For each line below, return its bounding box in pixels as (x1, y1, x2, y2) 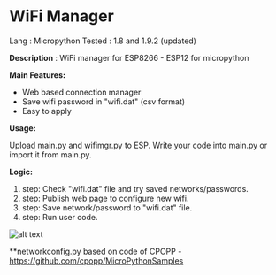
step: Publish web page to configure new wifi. (21, 193, 189, 203)
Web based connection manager (21, 87, 142, 97)
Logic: (9, 166, 34, 177)
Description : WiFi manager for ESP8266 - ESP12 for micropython (9, 52, 249, 63)
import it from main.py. (9, 149, 92, 160)
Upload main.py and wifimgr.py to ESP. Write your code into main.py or (9, 140, 268, 150)
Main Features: (9, 69, 66, 80)
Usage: (9, 122, 37, 134)
